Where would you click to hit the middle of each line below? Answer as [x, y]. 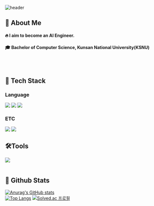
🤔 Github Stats [27, 181]
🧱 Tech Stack [25, 81]
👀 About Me [23, 23]
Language [17, 95]
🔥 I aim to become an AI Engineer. [40, 35]
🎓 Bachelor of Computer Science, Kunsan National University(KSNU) [77, 47]
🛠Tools [17, 146]
